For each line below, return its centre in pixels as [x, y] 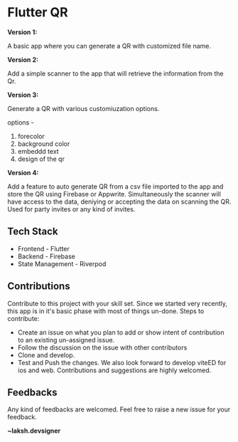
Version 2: [23, 59]
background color [44, 144]
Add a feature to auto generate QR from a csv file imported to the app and [115, 186]
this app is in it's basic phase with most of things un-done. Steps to [106, 311]
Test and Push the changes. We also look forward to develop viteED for [122, 362]
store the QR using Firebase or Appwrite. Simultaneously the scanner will [114, 194]
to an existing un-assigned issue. [66, 340]
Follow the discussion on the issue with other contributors [102, 347]
